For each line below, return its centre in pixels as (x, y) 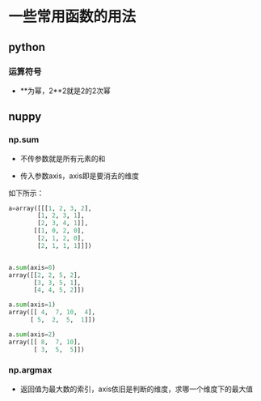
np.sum (24, 140)
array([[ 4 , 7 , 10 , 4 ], (52, 313)
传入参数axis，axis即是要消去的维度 (80, 176)
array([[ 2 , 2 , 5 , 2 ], (45, 275)
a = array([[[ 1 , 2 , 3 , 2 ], (50, 208)
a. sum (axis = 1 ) (32, 305)
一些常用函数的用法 (72, 17)
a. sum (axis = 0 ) (32, 267)
